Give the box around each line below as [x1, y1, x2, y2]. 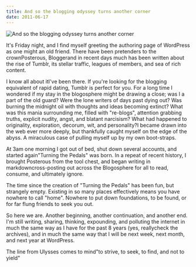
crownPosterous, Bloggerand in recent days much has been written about [6, 54, 185, 61]
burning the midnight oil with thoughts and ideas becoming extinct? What [6, 103, 183, 110]
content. [6, 66, 26, 73]
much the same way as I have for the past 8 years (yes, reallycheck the [6, 224, 178, 231]
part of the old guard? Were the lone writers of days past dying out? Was [6, 96, 182, 103]
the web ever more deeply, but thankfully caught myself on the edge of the [6, 127, 187, 135]
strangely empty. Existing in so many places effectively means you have [6, 188, 180, 195]
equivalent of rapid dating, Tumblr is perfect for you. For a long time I [6, 84, 173, 91]
